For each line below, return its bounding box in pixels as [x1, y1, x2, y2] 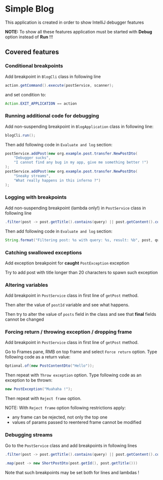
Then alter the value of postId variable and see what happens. [5, 302, 130, 308]
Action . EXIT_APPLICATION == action [5, 101, 77, 106]
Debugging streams [5, 432, 53, 438]
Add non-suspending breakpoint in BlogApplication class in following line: [5, 124, 154, 129]
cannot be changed [5, 316, 44, 323]
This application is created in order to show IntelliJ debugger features [5, 19, 144, 25]
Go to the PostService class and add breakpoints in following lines [5, 442, 137, 449]
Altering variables [5, 281, 49, 288]
